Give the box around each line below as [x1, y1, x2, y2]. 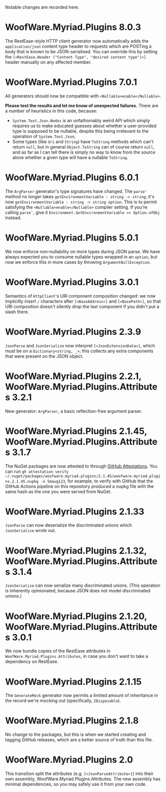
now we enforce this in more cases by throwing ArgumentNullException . [5, 259, 151, 265]
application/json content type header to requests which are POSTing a [5, 43, 152, 49]
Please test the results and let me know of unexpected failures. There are [5, 102, 159, 108]
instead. [5, 215, 22, 221]
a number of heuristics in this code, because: [5, 108, 98, 114]
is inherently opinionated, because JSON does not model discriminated [5, 588, 150, 594]
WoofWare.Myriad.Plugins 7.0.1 [5, 77, 137, 88]
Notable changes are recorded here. [5, 4, 79, 10]
